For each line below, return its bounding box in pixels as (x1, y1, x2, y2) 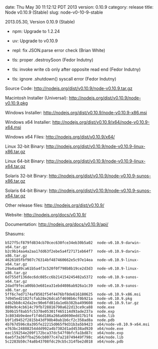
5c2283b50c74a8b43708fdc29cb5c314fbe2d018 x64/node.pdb (5, 339, 124, 344)
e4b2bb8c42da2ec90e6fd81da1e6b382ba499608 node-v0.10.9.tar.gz (5, 300, 139, 305)
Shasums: (5, 231, 25, 237)
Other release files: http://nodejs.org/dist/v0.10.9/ (5, 202, 105, 208)
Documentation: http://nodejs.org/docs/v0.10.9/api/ (5, 221, 109, 227)
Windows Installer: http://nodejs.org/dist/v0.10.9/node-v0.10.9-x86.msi (5, 110, 147, 115)
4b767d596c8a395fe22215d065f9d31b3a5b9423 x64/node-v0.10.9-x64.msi (5, 322, 150, 327)
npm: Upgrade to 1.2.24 (12, 28, 60, 34)
